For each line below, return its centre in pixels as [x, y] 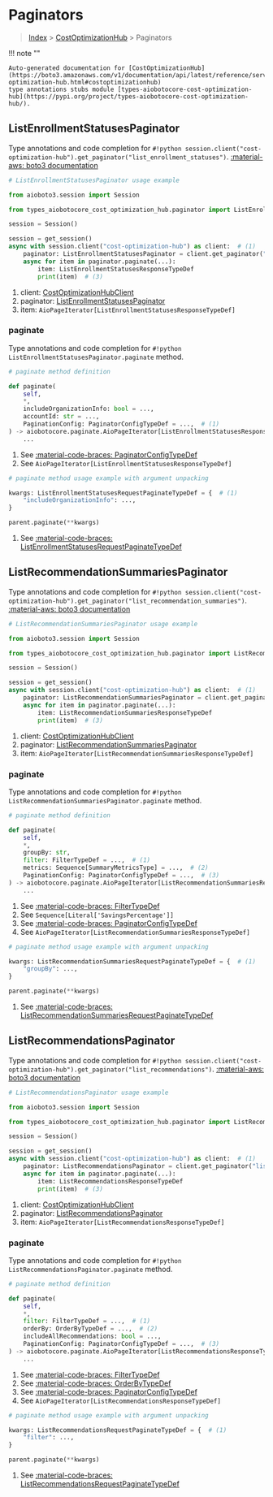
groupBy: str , [47, 853]
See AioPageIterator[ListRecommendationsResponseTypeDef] [121, 1400]
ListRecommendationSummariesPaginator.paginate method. [105, 800]
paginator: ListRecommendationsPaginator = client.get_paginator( [138, 1166]
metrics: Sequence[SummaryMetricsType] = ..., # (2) [116, 868]
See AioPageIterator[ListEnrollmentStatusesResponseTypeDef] [126, 463]
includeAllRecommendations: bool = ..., [92, 1337]
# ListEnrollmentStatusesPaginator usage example [94, 180]
